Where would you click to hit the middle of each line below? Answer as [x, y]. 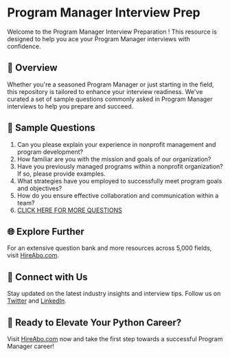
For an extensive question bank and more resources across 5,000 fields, [110, 248]
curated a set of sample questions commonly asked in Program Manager [110, 99]
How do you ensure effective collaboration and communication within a [118, 195]
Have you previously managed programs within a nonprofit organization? [120, 166]
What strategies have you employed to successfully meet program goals [119, 181]
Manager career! [31, 346]
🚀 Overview [32, 68]
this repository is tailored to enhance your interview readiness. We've [105, 91]
